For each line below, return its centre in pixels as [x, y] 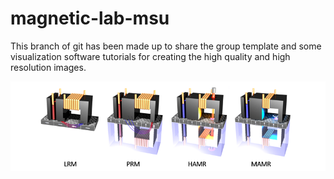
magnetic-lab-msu [90, 18]
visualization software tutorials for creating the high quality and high [150, 56]
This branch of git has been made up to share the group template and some [166, 46]
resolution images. [48, 67]
